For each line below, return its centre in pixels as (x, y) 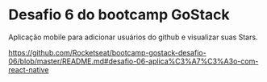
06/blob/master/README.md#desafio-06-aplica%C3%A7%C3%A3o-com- (133, 61)
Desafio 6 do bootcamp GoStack (119, 15)
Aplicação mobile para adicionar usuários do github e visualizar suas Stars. (133, 37)
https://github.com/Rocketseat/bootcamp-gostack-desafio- (108, 52)
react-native (29, 69)
